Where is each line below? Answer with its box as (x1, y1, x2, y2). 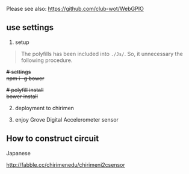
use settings (6, 22, 54, 33)
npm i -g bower (6, 75, 45, 82)
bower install (6, 93, 38, 100)
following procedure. (20, 57, 73, 64)
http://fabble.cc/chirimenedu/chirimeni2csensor (6, 161, 125, 168)
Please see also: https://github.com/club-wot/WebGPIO (6, 5, 144, 12)
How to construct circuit (6, 134, 99, 144)
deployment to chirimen (14, 104, 74, 111)
